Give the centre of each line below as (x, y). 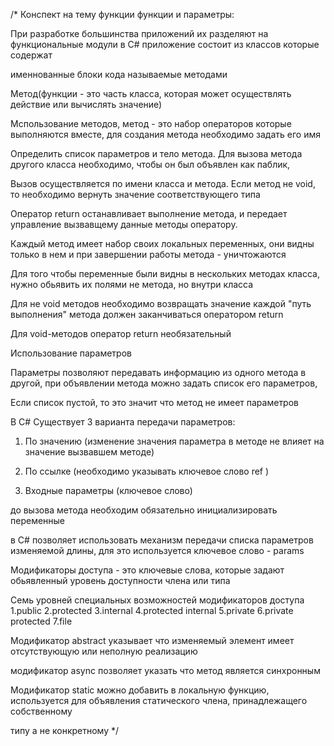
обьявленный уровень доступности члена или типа (120, 580)
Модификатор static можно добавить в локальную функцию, (140, 690)
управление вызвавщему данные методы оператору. (124, 224)
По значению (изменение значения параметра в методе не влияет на (174, 441)
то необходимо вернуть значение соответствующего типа (135, 194)
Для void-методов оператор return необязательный (121, 333)
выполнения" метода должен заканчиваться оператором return (147, 314)
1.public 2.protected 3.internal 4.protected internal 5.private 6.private (152, 610)
